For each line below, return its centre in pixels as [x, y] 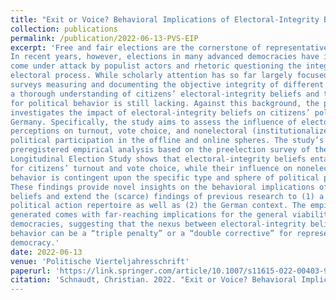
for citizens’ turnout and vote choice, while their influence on [151, 168]
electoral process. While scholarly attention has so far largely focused [169, 76]
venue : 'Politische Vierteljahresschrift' [100, 261]
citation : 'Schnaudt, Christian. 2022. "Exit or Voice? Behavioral [154, 280]
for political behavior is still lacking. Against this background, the [165, 103]
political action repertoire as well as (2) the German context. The [158, 206]
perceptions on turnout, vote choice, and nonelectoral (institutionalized [171, 131]
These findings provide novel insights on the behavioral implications [162, 187]
